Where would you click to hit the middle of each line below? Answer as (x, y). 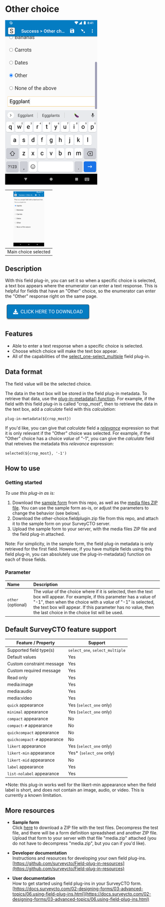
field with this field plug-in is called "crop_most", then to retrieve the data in (82, 404)
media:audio (20, 691)
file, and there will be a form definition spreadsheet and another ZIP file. (85, 833)
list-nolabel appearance (33, 774)
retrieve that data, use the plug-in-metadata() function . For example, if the (80, 398)
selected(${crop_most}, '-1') (36, 453)
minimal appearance (27, 711)
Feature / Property (36, 643)
